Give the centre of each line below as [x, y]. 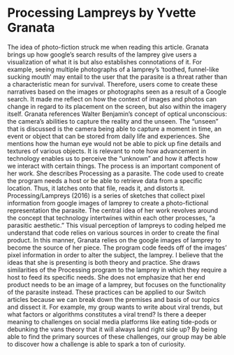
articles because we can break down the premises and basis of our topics [114, 299]
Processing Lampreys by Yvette [102, 13]
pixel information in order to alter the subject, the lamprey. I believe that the [115, 255]
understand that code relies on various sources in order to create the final [114, 233]
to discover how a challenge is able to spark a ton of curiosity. [97, 344]
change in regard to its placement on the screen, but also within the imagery [117, 106]
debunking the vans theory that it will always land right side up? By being [112, 329]
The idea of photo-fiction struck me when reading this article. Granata [108, 47]
